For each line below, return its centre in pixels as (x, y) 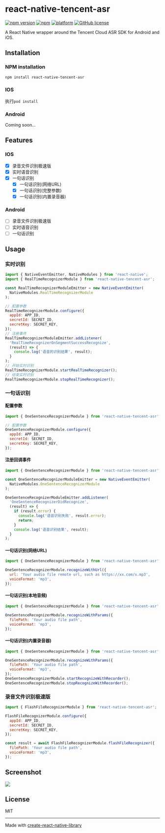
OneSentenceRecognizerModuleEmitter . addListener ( (57, 497)
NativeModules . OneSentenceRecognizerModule (55, 484)
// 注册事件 (16, 333)
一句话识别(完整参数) (41, 191)
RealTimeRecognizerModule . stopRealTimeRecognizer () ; (60, 379)
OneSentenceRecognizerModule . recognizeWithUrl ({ (56, 570)
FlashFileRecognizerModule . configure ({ (46, 716)
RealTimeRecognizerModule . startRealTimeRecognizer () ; (61, 370)
